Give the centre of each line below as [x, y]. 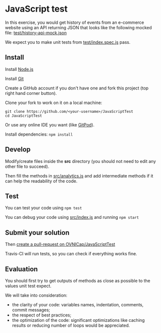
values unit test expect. [28, 286]
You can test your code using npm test [44, 208]
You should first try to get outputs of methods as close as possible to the [78, 281]
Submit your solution [37, 233]
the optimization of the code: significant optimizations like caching [78, 320]
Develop [18, 149]
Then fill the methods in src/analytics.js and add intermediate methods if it [79, 175]
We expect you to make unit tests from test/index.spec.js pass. [68, 42]
